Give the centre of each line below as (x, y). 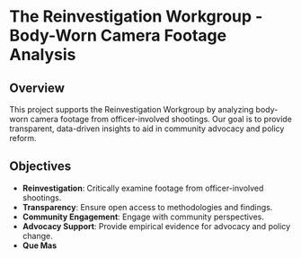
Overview (37, 88)
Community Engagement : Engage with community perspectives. (143, 217)
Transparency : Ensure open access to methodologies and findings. (147, 207)
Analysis (43, 55)
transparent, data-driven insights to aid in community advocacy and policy (147, 129)
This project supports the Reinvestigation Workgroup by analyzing (132, 109)
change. (37, 236)
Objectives (40, 167)
